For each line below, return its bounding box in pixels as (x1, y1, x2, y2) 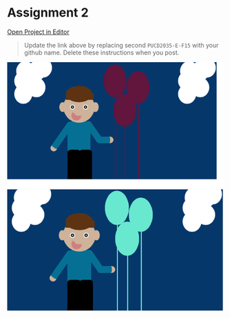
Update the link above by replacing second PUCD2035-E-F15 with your (23, 41, 219, 49)
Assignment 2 (7, 5, 89, 21)
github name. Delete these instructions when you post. (23, 48, 180, 57)
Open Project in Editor (7, 28, 70, 36)
